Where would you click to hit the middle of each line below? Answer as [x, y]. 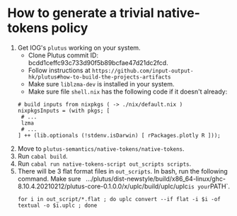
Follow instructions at [59, 70]
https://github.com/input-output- [143, 71]
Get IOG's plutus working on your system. [79, 47]
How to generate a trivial [81, 13]
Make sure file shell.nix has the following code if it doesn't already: [128, 91]
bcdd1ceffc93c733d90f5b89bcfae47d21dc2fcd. [98, 62]
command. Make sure [49, 178]
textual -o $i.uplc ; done [57, 205]
